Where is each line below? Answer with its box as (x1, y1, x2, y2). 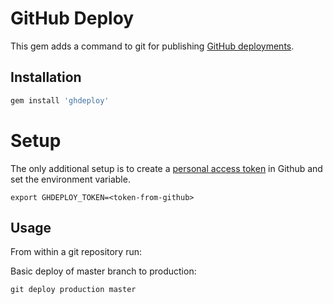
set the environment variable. (10, 173, 131, 185)
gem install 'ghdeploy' (10, 95, 110, 106)
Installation (10, 69, 82, 86)
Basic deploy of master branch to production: (10, 265, 197, 277)
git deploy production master (10, 285, 137, 295)
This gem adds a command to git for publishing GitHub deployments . (10, 40, 295, 52)
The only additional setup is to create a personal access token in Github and (10, 162, 323, 174)
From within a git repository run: (10, 246, 143, 258)
